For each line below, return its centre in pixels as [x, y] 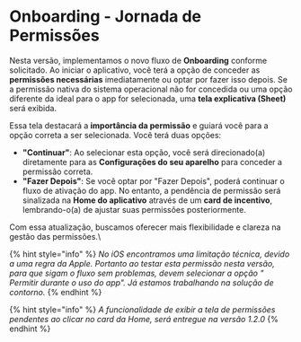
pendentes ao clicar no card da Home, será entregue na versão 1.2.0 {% [144, 319]
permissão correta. [58, 171]
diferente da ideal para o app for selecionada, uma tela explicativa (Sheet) [148, 98]
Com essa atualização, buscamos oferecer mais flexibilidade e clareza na [145, 227]
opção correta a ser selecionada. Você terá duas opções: [115, 135]
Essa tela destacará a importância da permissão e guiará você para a [139, 125]
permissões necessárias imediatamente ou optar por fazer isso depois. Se [148, 79]
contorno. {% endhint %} [56, 292]
